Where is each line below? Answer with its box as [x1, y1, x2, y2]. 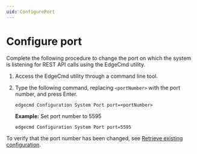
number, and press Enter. [14, 90, 78, 98]
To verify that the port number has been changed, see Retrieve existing [6, 134, 183, 141]
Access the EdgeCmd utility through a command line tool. [14, 73, 158, 80]
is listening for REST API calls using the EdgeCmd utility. [6, 61, 146, 68]
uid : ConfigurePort [6, 8, 55, 15]
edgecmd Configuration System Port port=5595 [14, 124, 131, 130]
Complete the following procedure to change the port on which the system [6, 55, 192, 62]
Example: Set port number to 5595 [14, 112, 102, 120]
